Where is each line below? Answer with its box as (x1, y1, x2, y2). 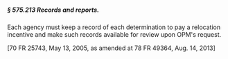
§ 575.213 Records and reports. (7, 6, 99, 14)
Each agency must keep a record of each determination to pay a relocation (7, 23, 220, 31)
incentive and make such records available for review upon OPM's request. (7, 30, 222, 38)
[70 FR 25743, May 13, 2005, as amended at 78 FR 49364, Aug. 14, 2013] (7, 44, 216, 52)
